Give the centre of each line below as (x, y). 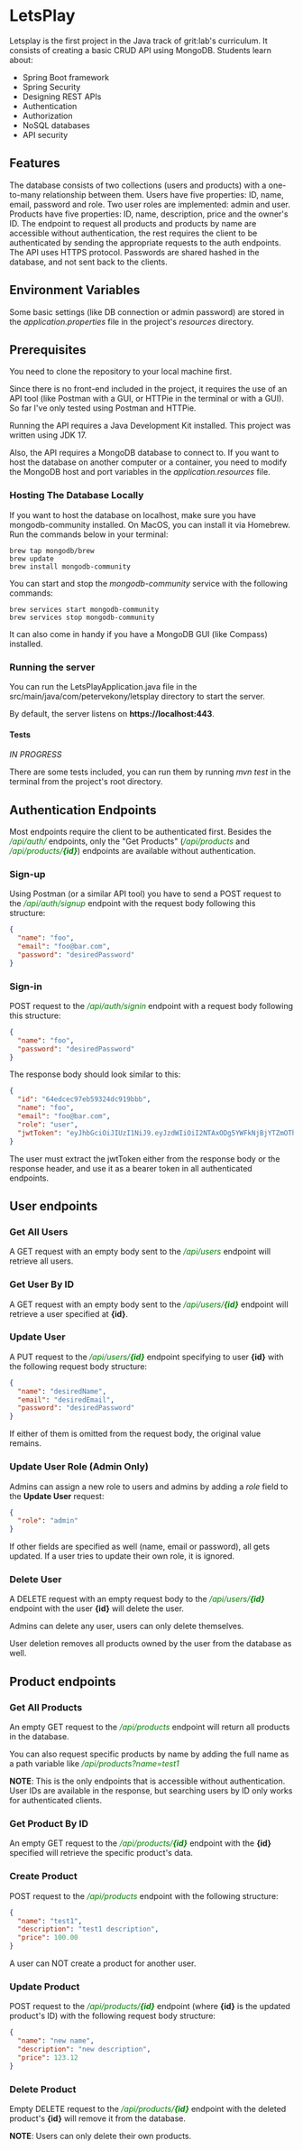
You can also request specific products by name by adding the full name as (149, 1754)
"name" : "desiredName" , (62, 1391)
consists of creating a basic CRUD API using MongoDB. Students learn (141, 50)
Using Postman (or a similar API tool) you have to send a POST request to (146, 894)
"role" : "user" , (48, 1125)
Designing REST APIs (62, 97)
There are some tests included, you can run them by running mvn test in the (150, 772)
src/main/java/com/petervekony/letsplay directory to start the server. (138, 696)
